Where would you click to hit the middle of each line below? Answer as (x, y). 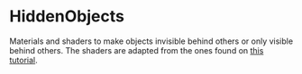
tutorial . (23, 60)
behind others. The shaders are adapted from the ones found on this (137, 50)
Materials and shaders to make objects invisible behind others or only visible (151, 41)
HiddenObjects (67, 16)
